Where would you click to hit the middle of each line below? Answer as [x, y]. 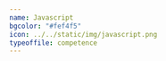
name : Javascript [41, 17]
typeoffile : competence [54, 43]
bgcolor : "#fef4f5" [46, 26]
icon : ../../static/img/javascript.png [83, 34]
